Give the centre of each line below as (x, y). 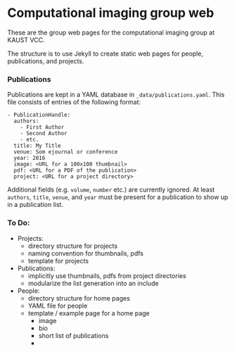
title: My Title (37, 146)
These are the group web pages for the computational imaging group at (111, 32)
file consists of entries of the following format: (74, 102)
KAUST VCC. (26, 39)
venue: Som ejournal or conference (66, 152)
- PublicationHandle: (39, 115)
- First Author (42, 127)
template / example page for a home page (89, 313)
